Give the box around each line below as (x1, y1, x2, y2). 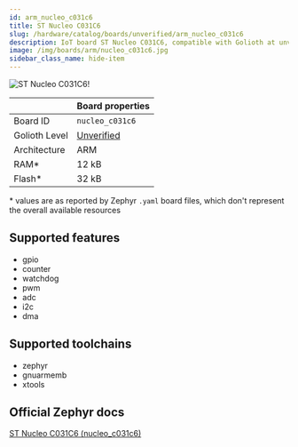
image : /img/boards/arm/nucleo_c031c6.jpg (9, 46, 169, 55)
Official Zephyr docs (9, 405, 125, 420)
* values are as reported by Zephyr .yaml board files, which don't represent (9, 196, 285, 205)
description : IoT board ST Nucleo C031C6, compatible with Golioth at (9, 37, 276, 47)
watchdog (21, 273, 59, 283)
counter (21, 263, 51, 274)
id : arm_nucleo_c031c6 (9, 12, 93, 22)
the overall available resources (9, 205, 122, 215)
